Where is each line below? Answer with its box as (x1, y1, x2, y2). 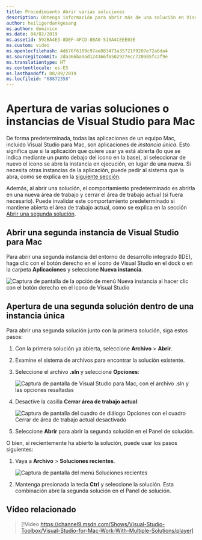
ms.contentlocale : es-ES (6, 64, 69, 71)
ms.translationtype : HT (6, 59, 66, 65)
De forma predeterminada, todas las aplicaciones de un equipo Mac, (6, 135, 176, 142)
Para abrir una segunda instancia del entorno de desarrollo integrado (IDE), (6, 253, 192, 260)
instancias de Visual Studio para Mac (6, 115, 195, 128)
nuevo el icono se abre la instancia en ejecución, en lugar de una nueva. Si (6, 160, 191, 167)
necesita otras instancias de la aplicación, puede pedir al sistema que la (6, 167, 185, 174)
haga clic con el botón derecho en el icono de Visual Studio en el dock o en (6, 259, 194, 267)
